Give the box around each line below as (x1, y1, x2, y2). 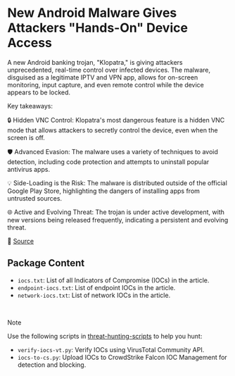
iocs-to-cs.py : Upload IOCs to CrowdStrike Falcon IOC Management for (17, 353, 227, 361)
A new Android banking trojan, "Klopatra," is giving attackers (7, 58, 183, 66)
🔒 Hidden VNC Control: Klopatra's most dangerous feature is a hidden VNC (7, 115, 225, 124)
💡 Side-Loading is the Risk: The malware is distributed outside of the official (7, 178, 227, 187)
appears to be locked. (7, 88, 71, 96)
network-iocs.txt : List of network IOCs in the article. (17, 291, 171, 299)
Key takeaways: (7, 101, 53, 110)
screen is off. (7, 133, 46, 142)
